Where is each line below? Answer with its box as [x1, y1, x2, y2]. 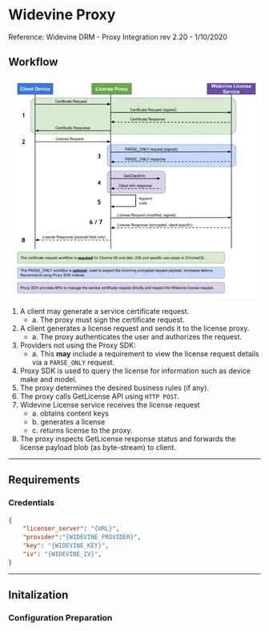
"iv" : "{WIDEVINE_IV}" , [22, 550, 102, 558]
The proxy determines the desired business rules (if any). [19, 383, 210, 392]
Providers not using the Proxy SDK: [19, 340, 136, 350]
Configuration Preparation [8, 613, 113, 624]
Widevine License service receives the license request [19, 400, 200, 409]
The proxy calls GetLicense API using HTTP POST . [19, 391, 180, 401]
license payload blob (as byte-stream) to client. [19, 442, 176, 452]
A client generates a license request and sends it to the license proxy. [19, 323, 250, 333]
